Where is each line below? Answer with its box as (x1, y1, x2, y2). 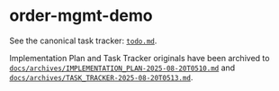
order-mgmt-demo (9, 5, 153, 26)
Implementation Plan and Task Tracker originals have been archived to (9, 52, 270, 63)
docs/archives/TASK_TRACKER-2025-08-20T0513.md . (9, 71, 193, 82)
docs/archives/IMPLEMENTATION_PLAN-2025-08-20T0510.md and (9, 62, 236, 73)
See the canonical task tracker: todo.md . (9, 35, 157, 46)
